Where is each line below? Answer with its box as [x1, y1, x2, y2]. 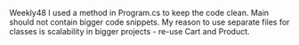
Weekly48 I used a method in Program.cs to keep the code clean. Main [9, 8, 270, 18]
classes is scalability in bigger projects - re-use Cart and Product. [9, 26, 251, 36]
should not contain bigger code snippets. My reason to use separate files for [9, 17, 290, 27]
